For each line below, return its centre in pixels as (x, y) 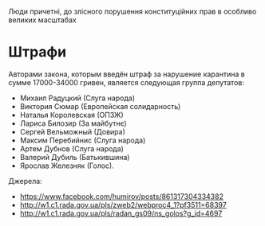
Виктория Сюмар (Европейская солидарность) (100, 106)
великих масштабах (43, 20)
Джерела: (25, 181)
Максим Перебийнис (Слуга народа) (83, 140)
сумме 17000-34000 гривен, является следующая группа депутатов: (127, 82)
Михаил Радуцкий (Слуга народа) (77, 98)
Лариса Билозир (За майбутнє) (73, 123)
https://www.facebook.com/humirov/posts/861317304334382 (121, 196)
